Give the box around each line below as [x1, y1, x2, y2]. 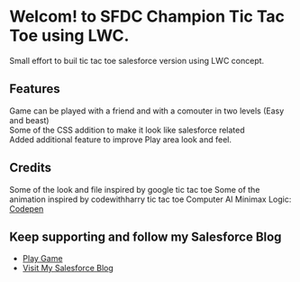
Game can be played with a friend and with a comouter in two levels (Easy [9, 105, 285, 116]
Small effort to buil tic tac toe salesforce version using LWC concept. [9, 55, 265, 66]
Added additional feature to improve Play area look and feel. [9, 133, 232, 145]
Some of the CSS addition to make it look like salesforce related [9, 124, 245, 135]
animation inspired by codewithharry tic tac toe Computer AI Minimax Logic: [9, 194, 292, 205]
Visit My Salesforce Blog [22, 263, 114, 274]
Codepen [9, 203, 44, 214]
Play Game [22, 253, 63, 264]
